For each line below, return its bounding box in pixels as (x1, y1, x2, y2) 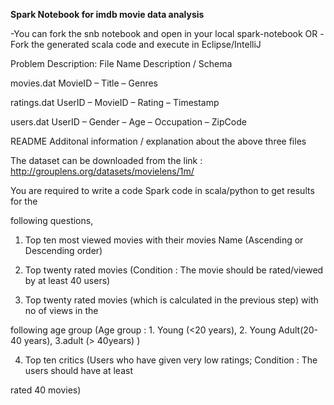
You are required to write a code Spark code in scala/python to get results (10, 185, 315, 196)
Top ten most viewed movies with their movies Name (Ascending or (24, 234, 304, 246)
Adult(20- (278, 324, 319, 336)
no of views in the (24, 305, 99, 316)
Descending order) (24, 245, 103, 256)
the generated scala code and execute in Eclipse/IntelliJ (31, 39, 262, 50)
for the (10, 195, 38, 207)
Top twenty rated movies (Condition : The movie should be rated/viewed (24, 264, 324, 276)
